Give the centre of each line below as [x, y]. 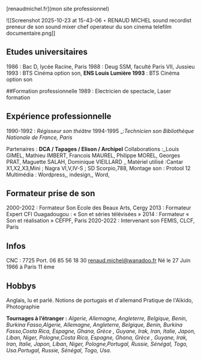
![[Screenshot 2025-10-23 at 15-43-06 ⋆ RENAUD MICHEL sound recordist [99, 20]
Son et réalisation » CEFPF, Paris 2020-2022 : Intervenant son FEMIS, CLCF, [100, 221]
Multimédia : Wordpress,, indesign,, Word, [58, 175]
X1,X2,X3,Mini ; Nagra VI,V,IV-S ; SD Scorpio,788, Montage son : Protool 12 [98, 168]
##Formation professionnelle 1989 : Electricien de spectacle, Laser [89, 91]
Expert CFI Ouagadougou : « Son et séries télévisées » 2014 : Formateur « [98, 214]
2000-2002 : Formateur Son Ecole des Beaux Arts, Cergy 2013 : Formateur [99, 208]
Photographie [23, 307]
